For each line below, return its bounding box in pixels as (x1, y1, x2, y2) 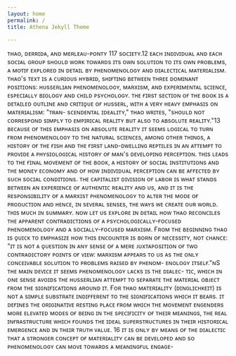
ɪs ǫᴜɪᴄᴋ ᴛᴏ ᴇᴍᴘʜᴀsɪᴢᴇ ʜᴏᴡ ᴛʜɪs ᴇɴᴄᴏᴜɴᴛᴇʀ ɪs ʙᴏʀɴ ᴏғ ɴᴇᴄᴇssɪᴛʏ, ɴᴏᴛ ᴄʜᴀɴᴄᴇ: (7, 233, 228, 242)
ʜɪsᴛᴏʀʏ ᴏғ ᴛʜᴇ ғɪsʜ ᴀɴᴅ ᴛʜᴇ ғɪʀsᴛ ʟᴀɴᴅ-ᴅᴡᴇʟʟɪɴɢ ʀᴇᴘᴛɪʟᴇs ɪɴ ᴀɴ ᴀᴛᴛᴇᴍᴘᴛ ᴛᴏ (7, 142, 223, 150)
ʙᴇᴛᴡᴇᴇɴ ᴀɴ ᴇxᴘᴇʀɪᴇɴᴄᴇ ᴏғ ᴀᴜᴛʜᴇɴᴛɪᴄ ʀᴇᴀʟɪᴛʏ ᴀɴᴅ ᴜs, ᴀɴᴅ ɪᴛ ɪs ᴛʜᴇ (7, 183, 194, 192)
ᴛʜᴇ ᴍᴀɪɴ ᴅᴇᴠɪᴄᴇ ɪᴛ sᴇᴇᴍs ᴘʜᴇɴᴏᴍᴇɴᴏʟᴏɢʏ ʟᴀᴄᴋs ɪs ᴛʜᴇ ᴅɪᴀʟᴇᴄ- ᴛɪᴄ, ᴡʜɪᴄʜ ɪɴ (7, 267, 223, 276)
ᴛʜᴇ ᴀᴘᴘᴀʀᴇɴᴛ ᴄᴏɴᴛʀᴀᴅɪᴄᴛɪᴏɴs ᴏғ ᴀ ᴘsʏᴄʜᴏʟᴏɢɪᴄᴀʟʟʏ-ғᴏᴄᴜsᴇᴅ (7, 216, 182, 226)
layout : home (7, 10, 46, 18)
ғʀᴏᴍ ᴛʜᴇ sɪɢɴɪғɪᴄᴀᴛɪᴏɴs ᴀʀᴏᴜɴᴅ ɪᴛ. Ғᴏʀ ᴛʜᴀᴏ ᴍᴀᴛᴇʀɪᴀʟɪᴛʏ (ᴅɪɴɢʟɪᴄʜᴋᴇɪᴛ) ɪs (7, 283, 222, 293)
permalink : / (7, 17, 46, 24)
